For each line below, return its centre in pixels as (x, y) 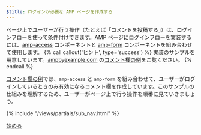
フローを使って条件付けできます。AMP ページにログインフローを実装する (101, 37)
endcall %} (20, 66)
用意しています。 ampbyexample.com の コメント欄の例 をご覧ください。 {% (99, 59)
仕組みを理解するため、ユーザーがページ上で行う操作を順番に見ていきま (95, 94)
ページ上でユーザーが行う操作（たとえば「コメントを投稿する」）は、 (91, 29)
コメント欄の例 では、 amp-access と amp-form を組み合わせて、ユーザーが (95, 79)
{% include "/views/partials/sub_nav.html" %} (63, 113)
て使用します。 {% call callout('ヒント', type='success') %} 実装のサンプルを (101, 52)
